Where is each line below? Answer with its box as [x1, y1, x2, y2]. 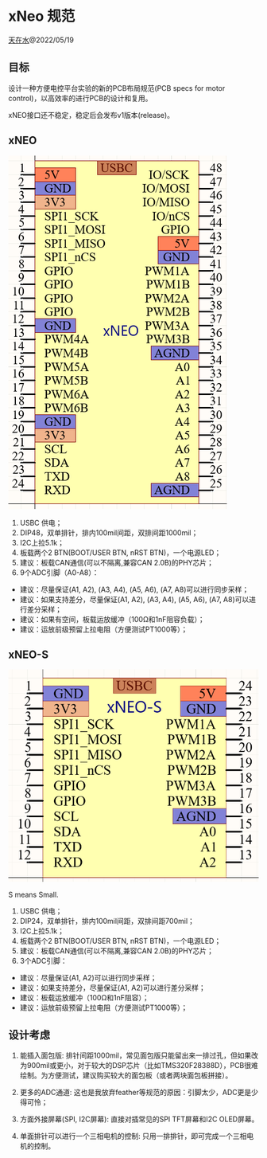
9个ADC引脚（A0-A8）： [19, 567, 99, 577]
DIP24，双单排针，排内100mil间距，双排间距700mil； [19, 916, 195, 925]
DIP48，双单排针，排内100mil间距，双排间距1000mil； [19, 527, 199, 538]
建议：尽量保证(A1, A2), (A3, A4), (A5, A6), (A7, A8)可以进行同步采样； [19, 585, 250, 594]
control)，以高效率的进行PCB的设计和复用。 [8, 93, 153, 103]
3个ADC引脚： [19, 956, 68, 965]
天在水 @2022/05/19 [8, 35, 74, 45]
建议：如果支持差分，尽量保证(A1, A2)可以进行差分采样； [19, 983, 207, 992]
